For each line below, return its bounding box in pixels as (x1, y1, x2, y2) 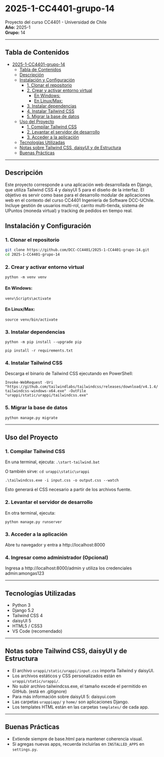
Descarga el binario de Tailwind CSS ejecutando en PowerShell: (5, 371, 133, 377)
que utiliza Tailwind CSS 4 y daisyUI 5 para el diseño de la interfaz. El (5, 187, 144, 192)
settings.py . (12, 746, 38, 752)
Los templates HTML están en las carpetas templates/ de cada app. (12, 704, 149, 710)
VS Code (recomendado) (12, 628, 62, 634)
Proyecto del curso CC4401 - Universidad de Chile (5, 19, 107, 25)
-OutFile (68, 389, 86, 394)
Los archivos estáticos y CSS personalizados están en (12, 673, 122, 679)
